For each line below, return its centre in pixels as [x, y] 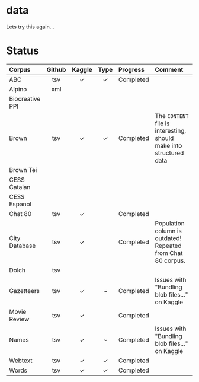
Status [23, 51]
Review [19, 319]
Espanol [20, 204]
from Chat [169, 253]
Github [56, 69]
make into [168, 145]
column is [168, 231]
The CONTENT [172, 116]
